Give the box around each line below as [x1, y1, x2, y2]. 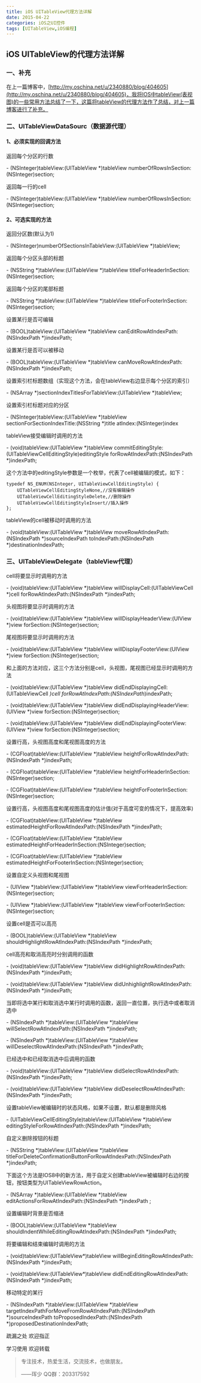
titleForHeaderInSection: [129, 267, 190, 274]
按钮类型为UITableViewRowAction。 [16, 1179, 105, 1186]
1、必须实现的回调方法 [6, 138, 62, 145]
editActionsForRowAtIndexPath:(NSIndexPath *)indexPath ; [6, 1197, 151, 1204]
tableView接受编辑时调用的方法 [6, 432, 83, 440]
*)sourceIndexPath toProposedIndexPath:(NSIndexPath [6, 1314, 142, 1321]
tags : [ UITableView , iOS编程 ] [6, 25, 77, 32]
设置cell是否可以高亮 [6, 919, 57, 927]
